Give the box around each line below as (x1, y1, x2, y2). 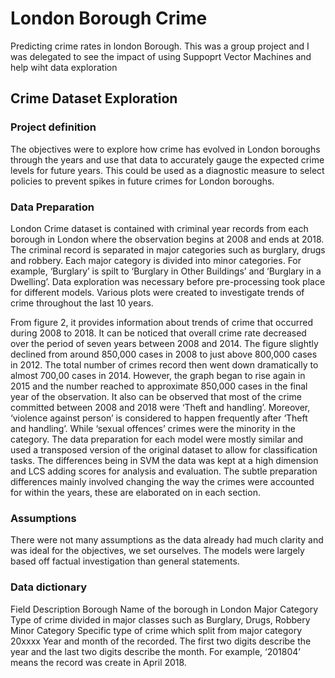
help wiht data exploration (10, 61, 118, 73)
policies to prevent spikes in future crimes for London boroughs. (10, 175, 275, 187)
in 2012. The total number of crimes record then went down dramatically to (10, 358, 319, 371)
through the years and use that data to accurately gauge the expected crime (10, 153, 325, 166)
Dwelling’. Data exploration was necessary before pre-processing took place (10, 275, 326, 287)
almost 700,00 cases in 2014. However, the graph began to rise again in (10, 369, 306, 381)
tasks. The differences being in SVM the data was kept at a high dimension (10, 454, 319, 466)
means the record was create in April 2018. (10, 656, 187, 668)
